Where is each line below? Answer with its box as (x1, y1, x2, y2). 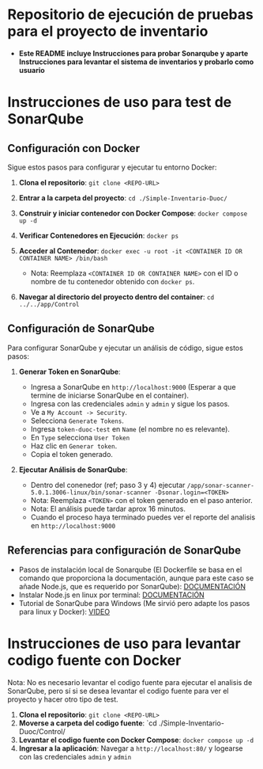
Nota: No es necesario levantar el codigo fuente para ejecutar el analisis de (7, 677, 253, 687)
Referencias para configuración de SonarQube (7, 544, 242, 558)
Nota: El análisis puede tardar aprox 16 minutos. (30, 504, 186, 513)
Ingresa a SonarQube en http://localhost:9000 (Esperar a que (30, 382, 236, 391)
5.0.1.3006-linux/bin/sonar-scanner (30, 489, 152, 497)
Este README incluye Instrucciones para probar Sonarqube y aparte (18, 48, 249, 58)
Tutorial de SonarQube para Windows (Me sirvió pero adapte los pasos (18, 598, 250, 607)
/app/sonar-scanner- (186, 482, 254, 489)
